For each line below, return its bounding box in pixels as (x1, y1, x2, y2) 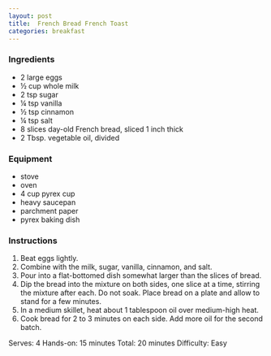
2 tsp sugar (19, 89, 59, 99)
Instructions (8, 235, 58, 246)
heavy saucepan (19, 197, 76, 207)
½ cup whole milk (19, 80, 80, 90)
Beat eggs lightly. (19, 254, 79, 263)
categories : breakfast (8, 27, 85, 35)
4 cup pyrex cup (19, 189, 75, 198)
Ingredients (8, 54, 55, 65)
